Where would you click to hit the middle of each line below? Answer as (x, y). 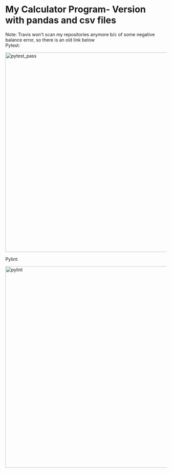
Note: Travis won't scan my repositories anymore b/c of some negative (80, 34)
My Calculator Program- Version (76, 9)
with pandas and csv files (61, 20)
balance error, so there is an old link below (50, 40)
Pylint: (12, 259)
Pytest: (13, 45)
